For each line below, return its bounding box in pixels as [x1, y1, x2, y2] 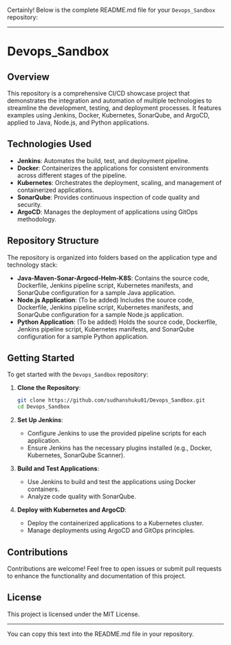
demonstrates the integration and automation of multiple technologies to [7, 96, 212, 105]
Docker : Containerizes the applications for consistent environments [16, 164, 209, 172]
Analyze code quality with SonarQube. [27, 492, 136, 501]
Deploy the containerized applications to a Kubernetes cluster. [27, 519, 204, 527]
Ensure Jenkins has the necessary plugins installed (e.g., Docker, [27, 444, 212, 452]
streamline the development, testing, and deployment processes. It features [7, 104, 222, 112]
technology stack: [7, 261, 58, 269]
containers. [27, 485, 60, 494]
